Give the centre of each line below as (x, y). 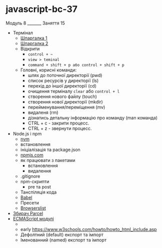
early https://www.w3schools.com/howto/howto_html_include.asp (88, 229)
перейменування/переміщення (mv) (66, 107)
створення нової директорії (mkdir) (65, 101)
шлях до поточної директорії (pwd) (65, 75)
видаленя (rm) (43, 112)
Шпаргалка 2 (34, 43)
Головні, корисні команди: (48, 70)
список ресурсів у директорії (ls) (63, 80)
